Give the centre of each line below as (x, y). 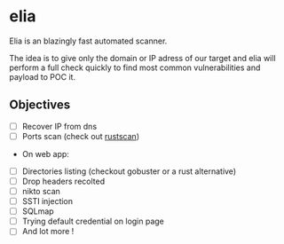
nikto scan (41, 191)
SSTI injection (47, 201)
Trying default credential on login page (93, 221)
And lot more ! (48, 232)
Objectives (40, 105)
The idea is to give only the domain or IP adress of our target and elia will (143, 58)
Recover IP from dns (59, 126)
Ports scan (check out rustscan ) (81, 136)
